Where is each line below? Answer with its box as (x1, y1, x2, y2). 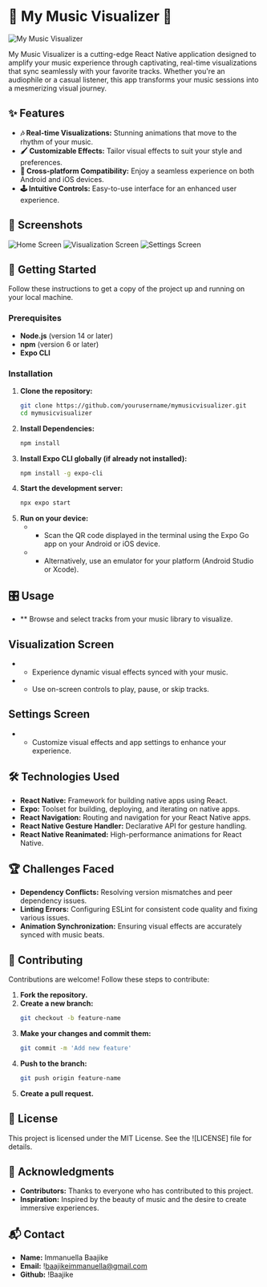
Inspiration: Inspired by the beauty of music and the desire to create (19, 1195, 247, 1204)
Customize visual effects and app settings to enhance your (31, 737, 227, 747)
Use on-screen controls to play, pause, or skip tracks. (31, 684, 210, 694)
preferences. (19, 157, 63, 167)
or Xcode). (43, 565, 79, 574)
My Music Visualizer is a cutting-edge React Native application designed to (8, 49, 257, 59)
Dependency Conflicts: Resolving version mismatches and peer (19, 888, 233, 897)
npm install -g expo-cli (19, 469, 103, 477)
